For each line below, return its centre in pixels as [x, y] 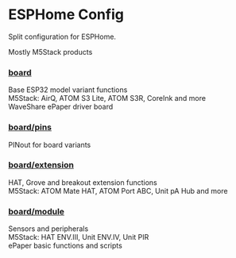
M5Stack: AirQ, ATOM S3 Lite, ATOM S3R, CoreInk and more [107, 98]
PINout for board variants [50, 144]
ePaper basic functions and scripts [66, 246]
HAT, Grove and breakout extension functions [83, 182]
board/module [37, 211]
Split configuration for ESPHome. [62, 37]
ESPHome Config [66, 15]
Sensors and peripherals [48, 229]
